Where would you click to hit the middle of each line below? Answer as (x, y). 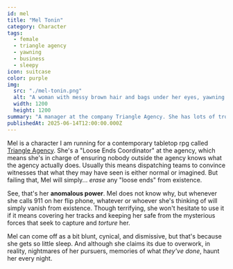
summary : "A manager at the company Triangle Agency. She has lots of (111, 116)
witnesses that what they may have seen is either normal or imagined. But (113, 172)
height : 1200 (32, 110)
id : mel (18, 14)
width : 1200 (31, 104)
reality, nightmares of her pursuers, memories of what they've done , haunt (113, 251)
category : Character (37, 26)
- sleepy (26, 65)
